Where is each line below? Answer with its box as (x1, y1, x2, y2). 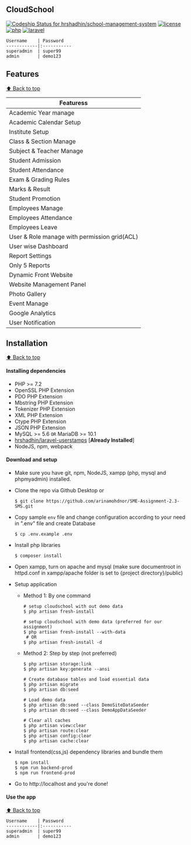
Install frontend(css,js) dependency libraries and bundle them (14, 748, 163, 755)
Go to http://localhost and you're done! (14, 780, 108, 787)
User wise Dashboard (9, 242, 68, 250)
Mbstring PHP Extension (14, 399, 74, 406)
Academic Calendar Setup (9, 118, 81, 126)
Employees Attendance (9, 214, 73, 222)
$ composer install (14, 553, 62, 559)
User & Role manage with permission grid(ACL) (9, 232, 138, 241)
